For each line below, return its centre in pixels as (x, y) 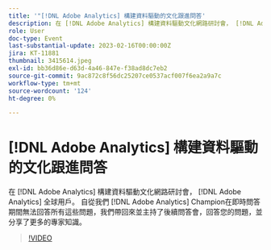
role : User (27, 31)
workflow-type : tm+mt (45, 83)
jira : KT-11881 (34, 53)
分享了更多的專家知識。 (47, 222)
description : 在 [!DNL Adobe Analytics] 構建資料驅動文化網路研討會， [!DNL (131, 23)
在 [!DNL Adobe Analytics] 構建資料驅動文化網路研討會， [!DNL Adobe (125, 192)
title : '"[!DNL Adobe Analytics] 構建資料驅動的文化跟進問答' (107, 16)
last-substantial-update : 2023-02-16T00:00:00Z (90, 46)
